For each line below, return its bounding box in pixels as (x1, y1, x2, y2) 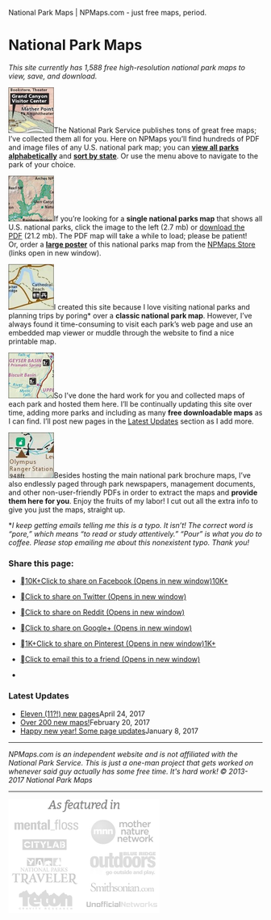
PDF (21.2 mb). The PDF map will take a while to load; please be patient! (8, 230, 248, 240)
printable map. (8, 336, 56, 346)
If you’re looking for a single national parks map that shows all (53, 213, 263, 223)
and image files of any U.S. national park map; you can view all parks (8, 142, 240, 152)
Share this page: (8, 558, 74, 569)
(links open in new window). (8, 247, 102, 258)
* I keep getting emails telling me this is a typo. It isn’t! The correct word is (8, 520, 254, 530)
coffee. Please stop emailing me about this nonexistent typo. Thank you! (8, 538, 250, 547)
